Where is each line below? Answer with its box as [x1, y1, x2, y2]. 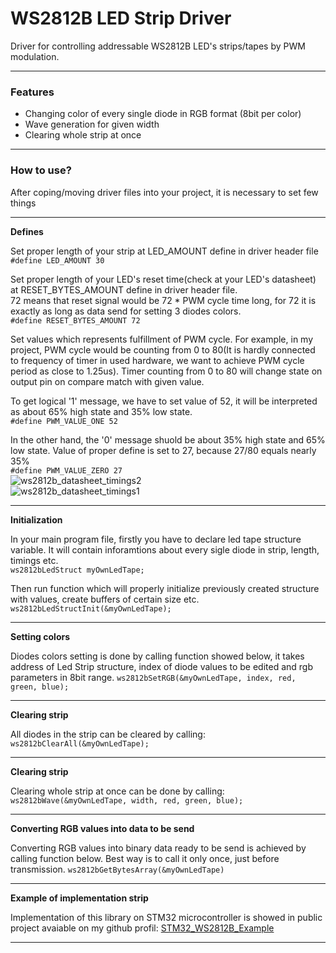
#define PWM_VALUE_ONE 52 [10, 416, 118, 426]
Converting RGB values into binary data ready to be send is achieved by [10, 842, 307, 854]
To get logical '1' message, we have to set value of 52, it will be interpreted [10, 395, 318, 407]
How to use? [10, 163, 72, 177]
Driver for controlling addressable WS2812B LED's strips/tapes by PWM [10, 40, 306, 52]
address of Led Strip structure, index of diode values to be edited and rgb [10, 660, 313, 672]
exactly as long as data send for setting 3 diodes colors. [10, 305, 242, 317]
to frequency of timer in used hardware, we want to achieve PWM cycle [10, 354, 305, 366]
